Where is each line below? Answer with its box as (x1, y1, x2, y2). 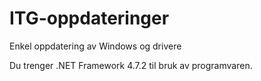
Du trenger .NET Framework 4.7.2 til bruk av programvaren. (9, 59, 253, 71)
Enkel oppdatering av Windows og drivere (9, 40, 182, 52)
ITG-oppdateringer (9, 7, 170, 30)
